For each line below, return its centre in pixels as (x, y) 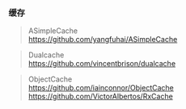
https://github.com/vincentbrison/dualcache (102, 64)
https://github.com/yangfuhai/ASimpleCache (103, 40)
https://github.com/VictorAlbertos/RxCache (101, 96)
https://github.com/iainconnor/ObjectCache (101, 88)
